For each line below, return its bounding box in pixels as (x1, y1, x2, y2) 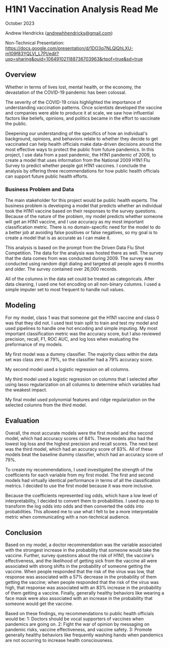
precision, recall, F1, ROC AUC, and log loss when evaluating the (5, 336, 139, 342)
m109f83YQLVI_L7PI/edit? (5, 50, 59, 57)
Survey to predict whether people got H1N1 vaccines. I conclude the (5, 163, 146, 169)
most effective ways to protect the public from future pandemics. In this (5, 146, 154, 152)
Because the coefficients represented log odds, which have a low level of (5, 492, 158, 498)
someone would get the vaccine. (5, 601, 73, 607)
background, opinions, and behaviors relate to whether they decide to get (5, 135, 158, 142)
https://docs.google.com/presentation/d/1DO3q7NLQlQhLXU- (5, 45, 134, 51)
